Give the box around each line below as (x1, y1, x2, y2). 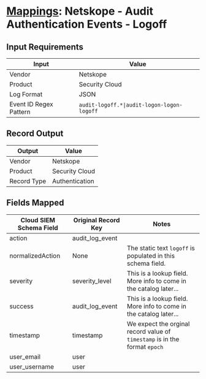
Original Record (73, 216, 120, 224)
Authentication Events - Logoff (6, 17, 167, 31)
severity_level (72, 277, 112, 285)
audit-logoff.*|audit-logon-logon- (78, 102, 183, 108)
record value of (126, 327, 171, 336)
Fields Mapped (6, 198, 64, 208)
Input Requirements (6, 42, 84, 52)
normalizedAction (9, 251, 61, 260)
